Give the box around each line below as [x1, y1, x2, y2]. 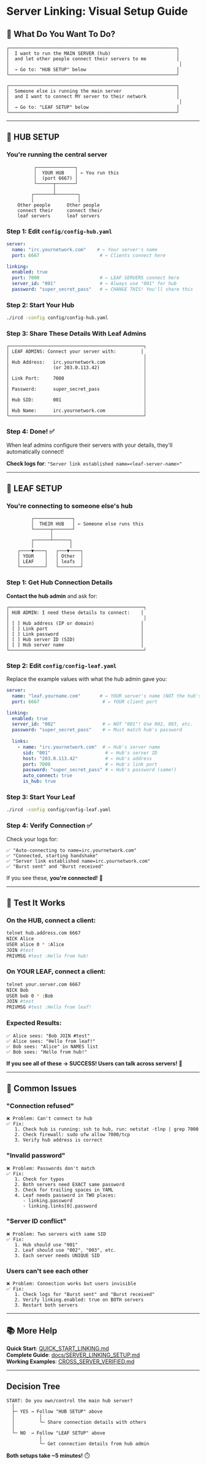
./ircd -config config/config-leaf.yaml [6, 807, 112, 813]
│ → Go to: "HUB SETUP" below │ [6, 66, 180, 73]
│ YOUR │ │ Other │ [17, 553, 84, 560]
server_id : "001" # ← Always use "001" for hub [12, 281, 177, 287]
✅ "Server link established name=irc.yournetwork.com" [6, 858, 151, 864]
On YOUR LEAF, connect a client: [6, 967, 106, 976]
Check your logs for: [6, 835, 58, 842]
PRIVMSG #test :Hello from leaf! [6, 1004, 92, 1010]
